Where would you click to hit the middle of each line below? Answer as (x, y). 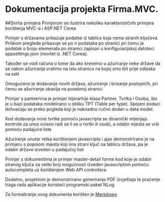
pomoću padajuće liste (28, 129)
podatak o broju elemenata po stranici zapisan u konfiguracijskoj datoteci (80, 48)
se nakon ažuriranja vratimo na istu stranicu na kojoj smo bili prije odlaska (80, 69)
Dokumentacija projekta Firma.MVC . (82, 9)
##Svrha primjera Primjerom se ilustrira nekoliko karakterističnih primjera (80, 23)
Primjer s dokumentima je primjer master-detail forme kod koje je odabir (79, 159)
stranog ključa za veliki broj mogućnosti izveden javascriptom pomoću (77, 164)
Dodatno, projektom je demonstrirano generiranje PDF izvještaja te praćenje (83, 179)
